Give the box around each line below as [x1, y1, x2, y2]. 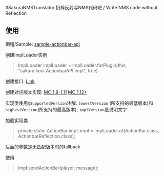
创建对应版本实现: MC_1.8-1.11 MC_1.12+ [5, 89, 87, 95]
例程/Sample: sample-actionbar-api [5, 41, 80, 47]
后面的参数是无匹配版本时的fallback [5, 143, 80, 150]
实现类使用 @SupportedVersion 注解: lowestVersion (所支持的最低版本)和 [5, 100, 153, 106]
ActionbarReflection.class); [17, 133, 75, 139]
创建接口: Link [5, 78, 35, 84]
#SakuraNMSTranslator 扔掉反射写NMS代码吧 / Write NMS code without [5, 5, 158, 10]
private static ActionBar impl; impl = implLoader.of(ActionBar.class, [17, 127, 159, 133]
